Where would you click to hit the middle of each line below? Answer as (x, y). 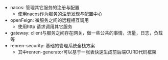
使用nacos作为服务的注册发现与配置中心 (60, 14)
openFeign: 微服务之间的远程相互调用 (50, 20)
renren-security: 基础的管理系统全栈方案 (53, 46)
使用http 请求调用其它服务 (45, 26)
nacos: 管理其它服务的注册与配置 (45, 7)
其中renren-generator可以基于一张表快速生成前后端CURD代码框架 (87, 52)
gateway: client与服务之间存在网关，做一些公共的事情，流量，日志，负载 (87, 33)
